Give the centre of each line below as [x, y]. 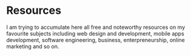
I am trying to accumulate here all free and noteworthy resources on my [96, 27]
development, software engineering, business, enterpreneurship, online [95, 40]
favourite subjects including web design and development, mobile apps [95, 33]
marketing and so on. [33, 46]
